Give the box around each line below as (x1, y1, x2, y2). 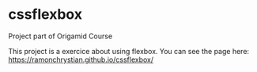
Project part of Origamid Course (8, 31, 113, 41)
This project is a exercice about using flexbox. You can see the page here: (8, 46, 250, 56)
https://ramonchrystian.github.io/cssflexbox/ (8, 55, 154, 64)
